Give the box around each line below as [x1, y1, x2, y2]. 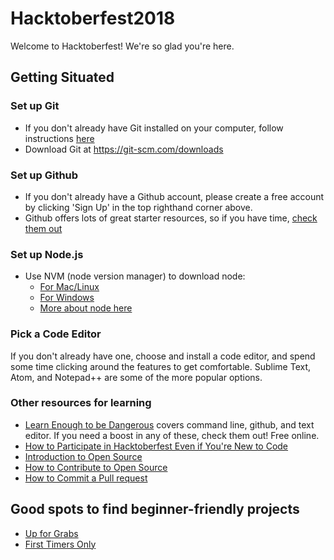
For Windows [39, 292, 95, 304]
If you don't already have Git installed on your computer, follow [24, 122, 284, 134]
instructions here [24, 132, 95, 144]
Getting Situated [10, 69, 115, 86]
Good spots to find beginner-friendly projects [10, 501, 300, 518]
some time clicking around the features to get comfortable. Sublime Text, [10, 360, 312, 372]
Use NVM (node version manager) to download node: [24, 270, 246, 282]
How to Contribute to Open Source [24, 461, 168, 473]
